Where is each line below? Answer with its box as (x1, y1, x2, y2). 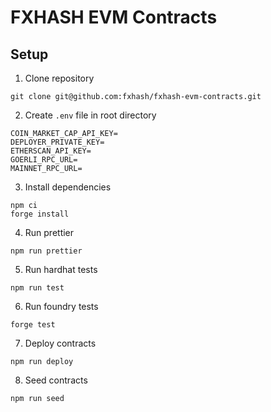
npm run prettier (10, 246, 83, 256)
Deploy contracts (24, 337, 97, 349)
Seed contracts (24, 374, 88, 386)
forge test (10, 320, 56, 330)
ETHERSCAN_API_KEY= (10, 146, 92, 156)
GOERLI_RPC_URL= (10, 155, 78, 165)
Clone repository (24, 72, 95, 84)
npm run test (10, 283, 65, 293)
